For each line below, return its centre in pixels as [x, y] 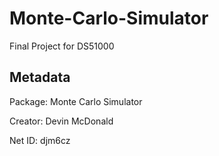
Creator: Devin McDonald [61, 121]
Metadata [40, 77]
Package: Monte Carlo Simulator [76, 101]
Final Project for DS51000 [62, 46]
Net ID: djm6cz [40, 140]
